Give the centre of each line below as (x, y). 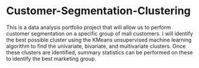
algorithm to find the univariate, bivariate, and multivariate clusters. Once (96, 46)
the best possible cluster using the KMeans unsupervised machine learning (99, 40)
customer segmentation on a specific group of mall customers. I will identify (99, 33)
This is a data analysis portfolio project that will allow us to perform (89, 27)
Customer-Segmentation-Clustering (99, 11)
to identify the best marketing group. (51, 59)
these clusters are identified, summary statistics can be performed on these (99, 52)
